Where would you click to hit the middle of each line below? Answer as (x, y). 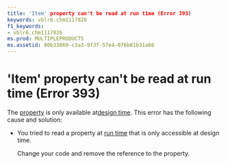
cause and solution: (35, 120)
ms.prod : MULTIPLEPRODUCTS (46, 39)
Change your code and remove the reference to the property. (103, 153)
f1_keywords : (26, 26)
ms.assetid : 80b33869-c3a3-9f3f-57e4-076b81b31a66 (81, 45)
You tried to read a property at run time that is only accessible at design (118, 133)
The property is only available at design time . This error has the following (109, 112)
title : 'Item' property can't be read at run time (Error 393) (99, 13)
